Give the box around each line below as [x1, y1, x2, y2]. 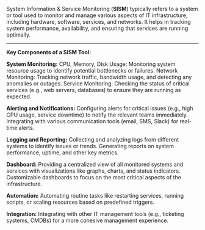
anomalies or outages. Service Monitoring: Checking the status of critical [6, 80, 190, 87]
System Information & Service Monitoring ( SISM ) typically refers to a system [6, 5, 198, 12]
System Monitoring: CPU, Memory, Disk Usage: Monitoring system [6, 60, 176, 68]
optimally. [6, 31, 31, 38]
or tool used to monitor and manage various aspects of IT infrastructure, [6, 12, 188, 19]
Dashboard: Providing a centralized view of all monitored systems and [6, 161, 184, 168]
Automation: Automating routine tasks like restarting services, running [6, 192, 184, 199]
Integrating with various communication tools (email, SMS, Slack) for [6, 118, 179, 124]
